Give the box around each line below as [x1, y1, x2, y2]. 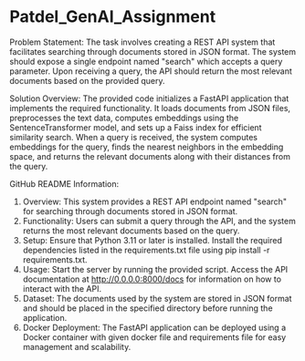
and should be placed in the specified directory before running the [22, 303, 273, 314]
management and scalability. [22, 341, 131, 352]
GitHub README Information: [9, 178, 120, 189]
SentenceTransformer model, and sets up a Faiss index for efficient [9, 121, 262, 133]
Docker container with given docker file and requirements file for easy [22, 331, 287, 343]
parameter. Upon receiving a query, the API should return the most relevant [9, 66, 292, 77]
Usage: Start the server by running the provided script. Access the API [22, 263, 289, 274]
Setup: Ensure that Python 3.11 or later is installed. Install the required [22, 234, 283, 245]
